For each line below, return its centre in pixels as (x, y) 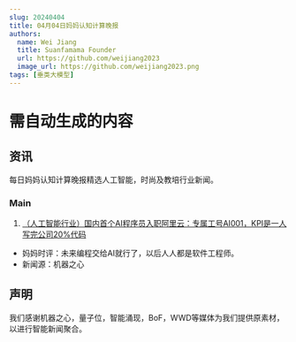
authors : (25, 34)
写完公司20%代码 (54, 234)
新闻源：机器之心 (53, 264)
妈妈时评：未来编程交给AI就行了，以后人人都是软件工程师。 (130, 254)
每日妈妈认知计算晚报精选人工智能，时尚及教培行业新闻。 (114, 179)
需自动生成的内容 (72, 121)
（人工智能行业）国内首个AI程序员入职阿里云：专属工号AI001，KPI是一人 (154, 224)
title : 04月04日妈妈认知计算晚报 (64, 26)
